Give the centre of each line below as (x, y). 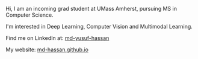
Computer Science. (29, 15)
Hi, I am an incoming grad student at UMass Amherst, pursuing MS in (91, 9)
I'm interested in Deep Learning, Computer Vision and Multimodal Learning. (99, 27)
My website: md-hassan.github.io (47, 49)
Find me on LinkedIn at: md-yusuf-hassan (57, 38)
